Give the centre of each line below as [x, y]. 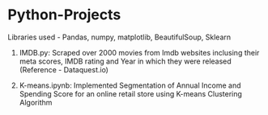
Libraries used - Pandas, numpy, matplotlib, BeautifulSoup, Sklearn [119, 37]
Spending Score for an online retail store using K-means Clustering [130, 93]
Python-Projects [64, 15]
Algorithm [36, 102]
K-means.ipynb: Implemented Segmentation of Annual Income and [130, 85]
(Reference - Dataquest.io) [64, 69]
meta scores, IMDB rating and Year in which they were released [125, 61]
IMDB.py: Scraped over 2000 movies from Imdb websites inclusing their [139, 52]
